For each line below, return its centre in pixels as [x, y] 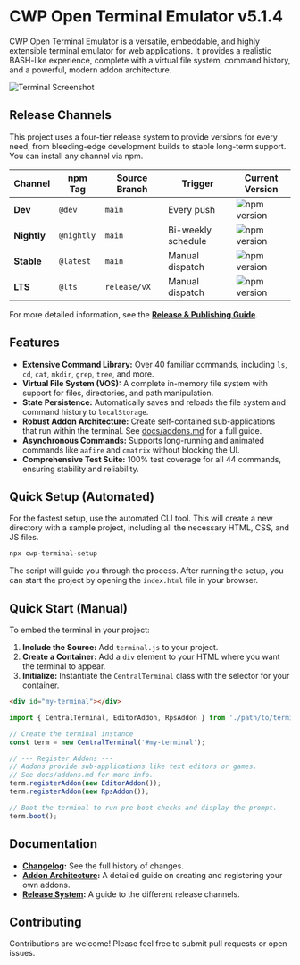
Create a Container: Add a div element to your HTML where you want [151, 657]
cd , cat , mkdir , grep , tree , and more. [88, 374]
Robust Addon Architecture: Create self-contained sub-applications [149, 421]
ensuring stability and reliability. [81, 469]
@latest [75, 261]
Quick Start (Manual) [68, 609]
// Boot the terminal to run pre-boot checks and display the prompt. [143, 808]
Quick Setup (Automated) [82, 497]
